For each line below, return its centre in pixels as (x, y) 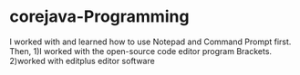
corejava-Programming (99, 17)
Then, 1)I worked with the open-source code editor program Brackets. (140, 51)
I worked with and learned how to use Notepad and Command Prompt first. (150, 42)
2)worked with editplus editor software (82, 61)
